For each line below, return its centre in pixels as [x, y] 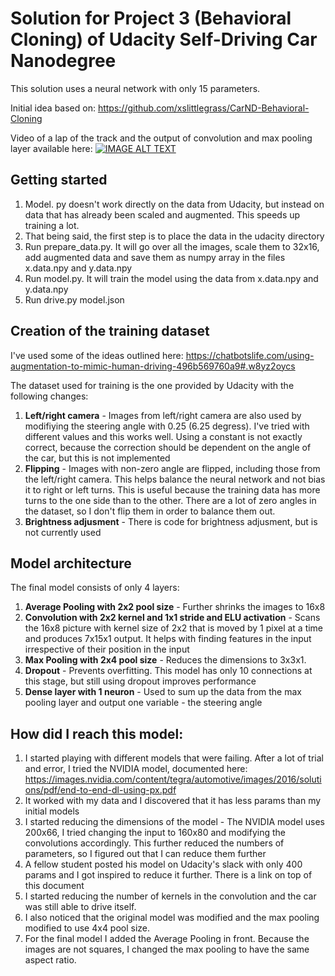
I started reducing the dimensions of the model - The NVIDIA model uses [174, 822]
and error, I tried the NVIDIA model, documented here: [136, 769]
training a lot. [52, 225]
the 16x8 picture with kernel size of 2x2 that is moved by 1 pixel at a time [174, 628]
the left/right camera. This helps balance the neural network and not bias [175, 479]
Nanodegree [63, 61]
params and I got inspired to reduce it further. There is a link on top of [168, 875]
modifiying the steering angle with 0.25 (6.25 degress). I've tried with [167, 426]
